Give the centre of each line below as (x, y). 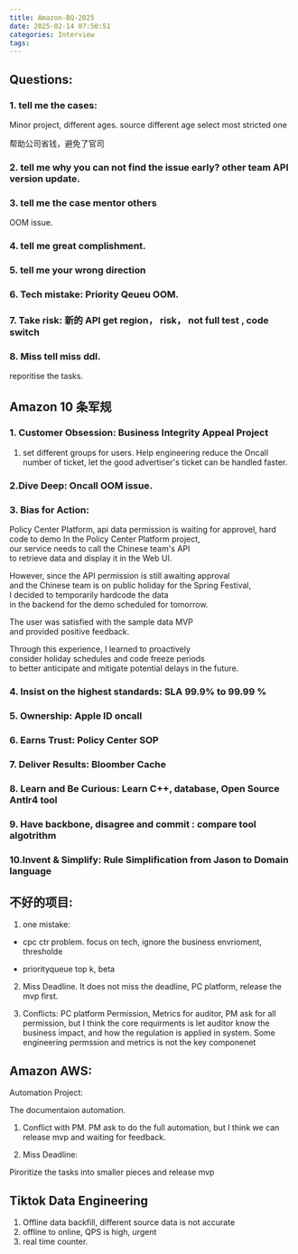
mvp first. (40, 996)
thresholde (42, 952)
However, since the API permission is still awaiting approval (120, 576)
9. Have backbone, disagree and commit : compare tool (133, 824)
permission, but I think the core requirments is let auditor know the (146, 1023)
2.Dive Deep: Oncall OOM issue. (81, 486)
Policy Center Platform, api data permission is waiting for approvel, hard (143, 530)
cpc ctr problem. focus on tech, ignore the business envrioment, (142, 942)
